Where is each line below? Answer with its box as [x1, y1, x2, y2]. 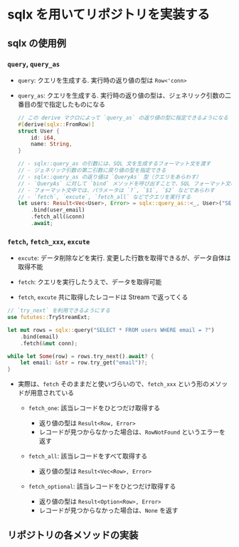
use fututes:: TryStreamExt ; [7, 314, 91, 321]
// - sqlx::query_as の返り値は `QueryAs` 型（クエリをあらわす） [17, 173, 201, 180]
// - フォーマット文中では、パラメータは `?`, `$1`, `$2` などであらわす [17, 187, 215, 194]
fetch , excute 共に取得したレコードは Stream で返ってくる [17, 293, 188, 301]
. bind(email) [20, 333, 59, 340]
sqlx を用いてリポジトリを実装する [7, 6, 210, 23]
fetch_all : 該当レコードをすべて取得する [28, 452, 148, 460]
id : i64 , [31, 134, 57, 141]
